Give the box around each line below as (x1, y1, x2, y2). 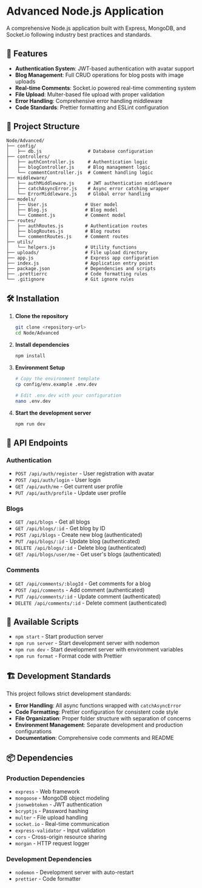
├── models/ (6, 196, 36, 202)
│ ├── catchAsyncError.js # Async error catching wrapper (6, 185, 170, 191)
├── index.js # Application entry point (6, 260, 153, 266)
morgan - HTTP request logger (15, 839, 90, 847)
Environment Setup (15, 364, 66, 371)
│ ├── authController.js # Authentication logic (6, 158, 148, 165)
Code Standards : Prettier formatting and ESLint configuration (15, 104, 169, 111)
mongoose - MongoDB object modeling (15, 794, 109, 801)
